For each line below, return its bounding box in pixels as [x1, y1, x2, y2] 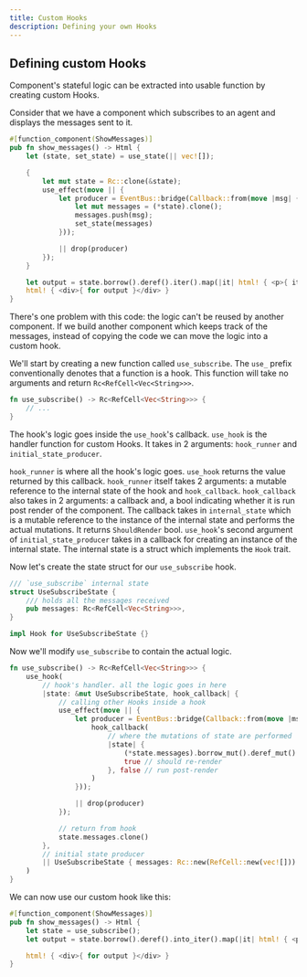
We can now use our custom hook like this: [9, 892, 172, 903]
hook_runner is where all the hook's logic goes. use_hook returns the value [9, 465, 286, 476]
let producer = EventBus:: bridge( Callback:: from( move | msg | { [58, 194, 301, 203]
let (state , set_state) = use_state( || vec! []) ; [26, 152, 215, 161]
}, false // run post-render [107, 765, 219, 775]
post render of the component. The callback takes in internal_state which [9, 504, 291, 515]
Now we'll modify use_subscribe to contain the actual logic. [9, 646, 233, 657]
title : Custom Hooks [9, 13, 89, 23]
